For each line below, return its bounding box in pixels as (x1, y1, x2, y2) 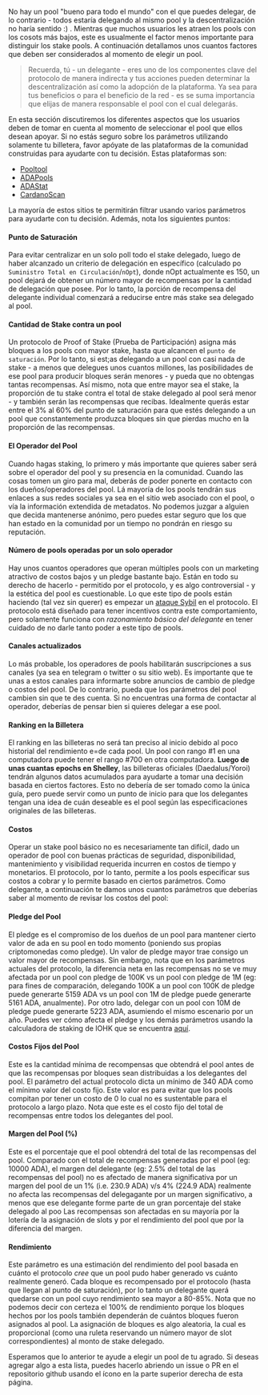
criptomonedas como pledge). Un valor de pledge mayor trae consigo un (8, 947, 249, 956)
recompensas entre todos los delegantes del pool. (8, 1110, 174, 1120)
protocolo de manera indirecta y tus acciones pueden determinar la (27, 74, 250, 83)
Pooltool (19, 164, 48, 173)
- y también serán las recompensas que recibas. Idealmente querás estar (8, 397, 250, 407)
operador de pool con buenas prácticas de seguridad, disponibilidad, (8, 850, 236, 861)
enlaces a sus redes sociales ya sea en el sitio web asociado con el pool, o (8, 493, 255, 502)
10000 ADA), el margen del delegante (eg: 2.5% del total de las (8, 1164, 216, 1174)
